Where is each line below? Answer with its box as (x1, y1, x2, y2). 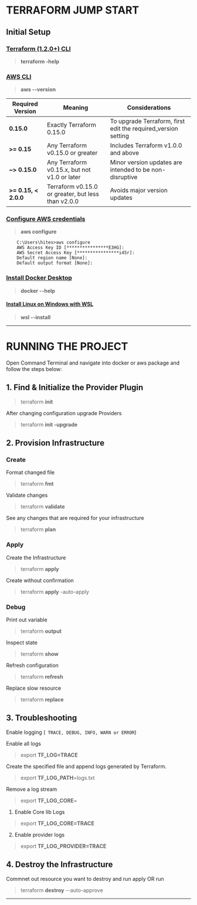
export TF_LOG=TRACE (20, 751, 78, 759)
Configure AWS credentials (6, 215, 86, 223)
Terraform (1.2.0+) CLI (6, 45, 71, 53)
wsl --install (20, 313, 51, 320)
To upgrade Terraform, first (110, 117, 185, 125)
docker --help (20, 287, 56, 294)
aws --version (20, 86, 56, 93)
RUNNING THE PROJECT (6, 340, 128, 353)
